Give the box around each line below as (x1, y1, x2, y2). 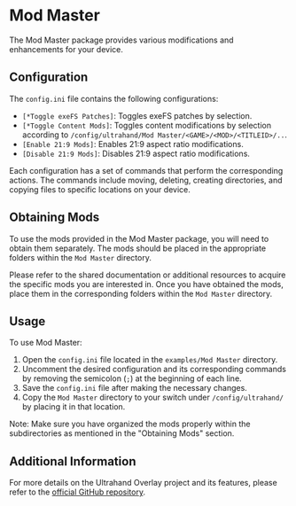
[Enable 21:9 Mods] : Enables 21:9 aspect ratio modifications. (21, 138, 244, 149)
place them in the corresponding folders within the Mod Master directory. (9, 288, 273, 299)
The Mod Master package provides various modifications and (9, 35, 234, 45)
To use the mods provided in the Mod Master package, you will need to (9, 233, 269, 244)
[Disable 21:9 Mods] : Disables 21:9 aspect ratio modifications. (21, 148, 251, 159)
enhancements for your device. (9, 43, 124, 54)
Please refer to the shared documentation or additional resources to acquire (9, 269, 286, 280)
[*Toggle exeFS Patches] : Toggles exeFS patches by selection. (21, 110, 253, 121)
